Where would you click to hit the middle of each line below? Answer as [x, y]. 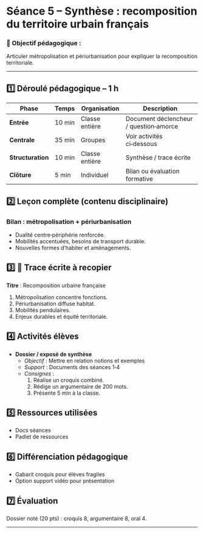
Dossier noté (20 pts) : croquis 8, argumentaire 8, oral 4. [76, 519]
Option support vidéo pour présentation [65, 481]
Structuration [29, 158]
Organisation [100, 109]
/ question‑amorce [152, 127]
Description [160, 109]
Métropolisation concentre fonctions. [61, 297]
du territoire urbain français [78, 24]
